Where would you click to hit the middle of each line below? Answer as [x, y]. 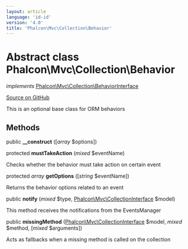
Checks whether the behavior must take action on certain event [84, 165]
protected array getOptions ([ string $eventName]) [68, 176]
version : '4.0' [25, 22]
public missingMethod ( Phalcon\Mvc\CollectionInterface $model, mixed [94, 222]
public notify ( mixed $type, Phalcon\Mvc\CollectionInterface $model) [91, 199]
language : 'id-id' [29, 17]
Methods [23, 127]
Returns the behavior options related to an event [65, 187]
